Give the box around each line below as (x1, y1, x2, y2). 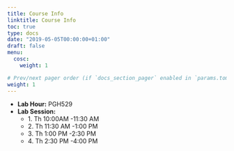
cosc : (13, 56, 30, 63)
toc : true (7, 23, 36, 30)
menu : (7, 49, 23, 56)
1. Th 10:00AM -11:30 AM (27, 115, 100, 123)
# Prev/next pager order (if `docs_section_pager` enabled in (7, 74, 192, 81)
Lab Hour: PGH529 (17, 100, 73, 109)
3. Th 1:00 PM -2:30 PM (27, 129, 96, 138)
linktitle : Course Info (7, 17, 77, 24)
